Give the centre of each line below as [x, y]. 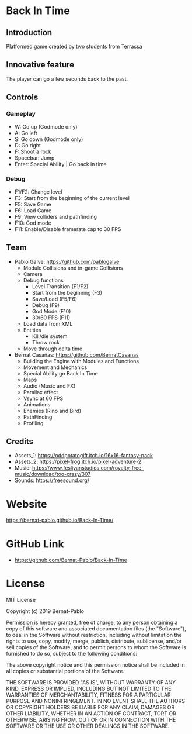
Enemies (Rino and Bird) [52, 411]
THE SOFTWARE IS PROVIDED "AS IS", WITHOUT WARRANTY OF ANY [91, 683]
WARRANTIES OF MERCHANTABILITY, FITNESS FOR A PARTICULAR [88, 695]
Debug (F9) [46, 305]
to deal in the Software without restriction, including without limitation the [94, 635]
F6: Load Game [33, 210]
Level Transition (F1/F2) [60, 286]
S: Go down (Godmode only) [49, 139]
